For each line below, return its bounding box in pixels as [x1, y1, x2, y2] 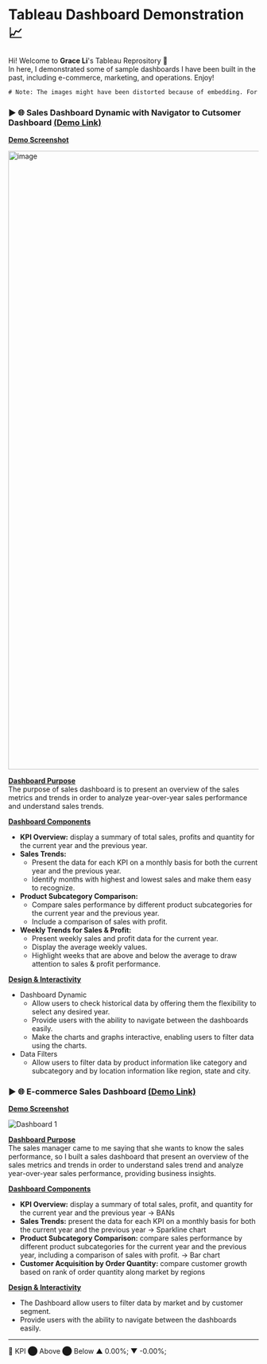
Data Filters [19, 1049, 58, 1059]
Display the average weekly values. [31, 942, 148, 952]
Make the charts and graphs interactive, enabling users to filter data [31, 1033, 254, 1042]
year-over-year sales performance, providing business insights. [8, 1169, 217, 1178]
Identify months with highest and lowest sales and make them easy [31, 874, 252, 885]
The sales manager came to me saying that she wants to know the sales [8, 1143, 245, 1153]
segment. [19, 1307, 52, 1316]
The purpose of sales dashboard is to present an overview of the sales [8, 784, 240, 794]
